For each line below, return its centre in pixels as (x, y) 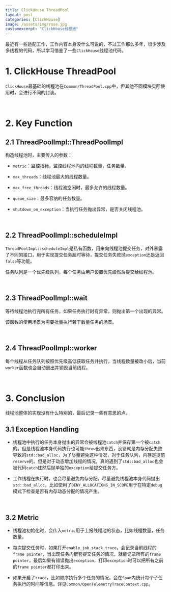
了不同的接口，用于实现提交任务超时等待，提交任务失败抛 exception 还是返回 (85, 254)
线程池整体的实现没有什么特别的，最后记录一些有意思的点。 (68, 413)
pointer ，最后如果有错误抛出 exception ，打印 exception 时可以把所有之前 (88, 560)
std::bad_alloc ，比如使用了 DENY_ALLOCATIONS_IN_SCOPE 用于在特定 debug (87, 485)
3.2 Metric (22, 517)
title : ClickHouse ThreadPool (37, 10)
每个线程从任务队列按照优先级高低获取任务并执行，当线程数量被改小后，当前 (85, 361)
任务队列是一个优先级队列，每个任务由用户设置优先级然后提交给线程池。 (81, 272)
